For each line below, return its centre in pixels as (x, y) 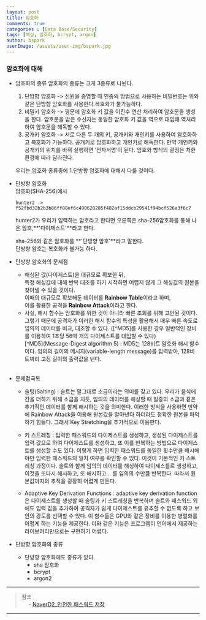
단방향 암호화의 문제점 (42, 262)
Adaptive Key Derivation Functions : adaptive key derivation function (111, 493)
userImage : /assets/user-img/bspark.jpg (59, 47)
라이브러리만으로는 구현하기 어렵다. (66, 531)
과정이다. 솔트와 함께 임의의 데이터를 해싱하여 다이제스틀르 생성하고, (117, 466)
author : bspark (26, 40)
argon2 (43, 578)
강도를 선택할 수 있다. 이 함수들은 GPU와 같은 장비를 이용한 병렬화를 (117, 516)
